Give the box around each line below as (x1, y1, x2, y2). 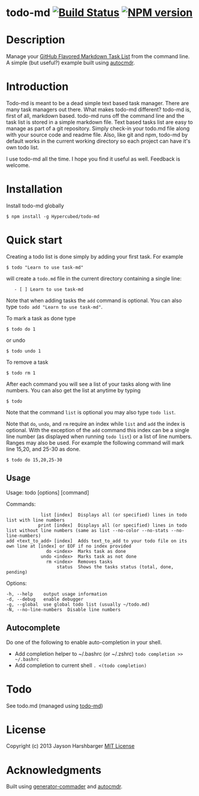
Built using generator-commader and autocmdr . (6, 783, 123, 790)
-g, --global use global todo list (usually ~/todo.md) (6, 601, 150, 608)
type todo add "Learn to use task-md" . (6, 303, 103, 310)
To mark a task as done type (6, 314, 76, 322)
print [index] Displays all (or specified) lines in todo (37, 522, 187, 528)
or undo (6, 336, 26, 344)
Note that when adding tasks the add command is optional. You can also (6, 297, 182, 304)
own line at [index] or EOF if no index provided (6, 543, 132, 549)
